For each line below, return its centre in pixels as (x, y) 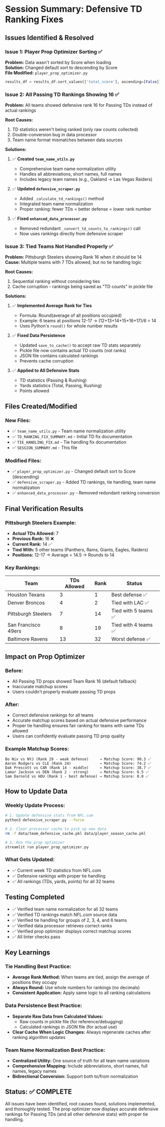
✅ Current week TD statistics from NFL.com (57, 870)
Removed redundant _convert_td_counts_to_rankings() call (80, 228)
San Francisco (24, 625)
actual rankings (21, 110)
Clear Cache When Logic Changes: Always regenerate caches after (82, 1032)
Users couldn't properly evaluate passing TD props (64, 692)
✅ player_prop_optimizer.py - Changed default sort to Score (74, 471)
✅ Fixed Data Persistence (39, 335)
